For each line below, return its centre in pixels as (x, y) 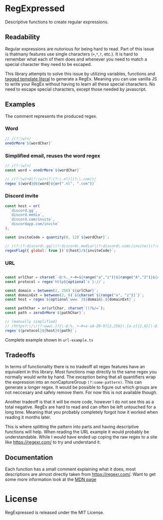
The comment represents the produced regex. (51, 116)
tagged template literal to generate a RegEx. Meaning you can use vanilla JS (81, 79)
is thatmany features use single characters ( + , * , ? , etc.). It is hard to (72, 54)
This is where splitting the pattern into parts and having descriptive (72, 427)
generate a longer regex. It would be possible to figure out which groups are (81, 387)
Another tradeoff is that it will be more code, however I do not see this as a (80, 402)
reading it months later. (28, 417)
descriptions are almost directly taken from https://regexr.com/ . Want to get (81, 474)
